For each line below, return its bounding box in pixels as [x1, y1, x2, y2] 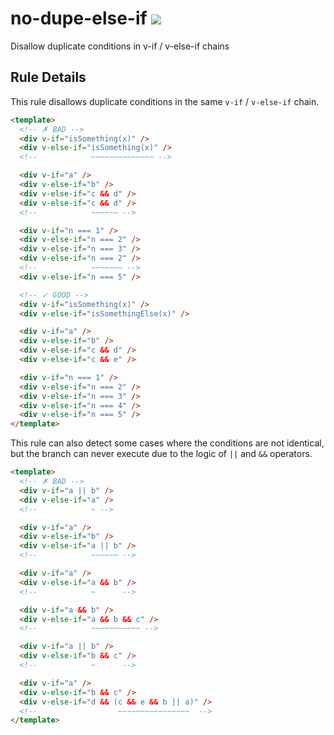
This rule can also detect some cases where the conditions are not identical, [10, 437, 325, 449]
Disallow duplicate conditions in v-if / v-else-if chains [10, 40, 230, 52]
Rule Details [10, 69, 87, 86]
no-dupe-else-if [10, 7, 148, 30]
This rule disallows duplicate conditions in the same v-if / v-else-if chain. [10, 95, 320, 107]
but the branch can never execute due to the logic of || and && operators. [10, 448, 313, 460]
